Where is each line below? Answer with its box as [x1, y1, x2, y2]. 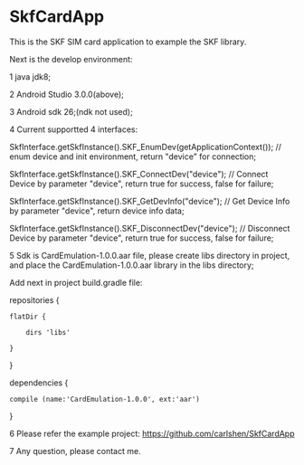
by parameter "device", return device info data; [9, 205, 185, 216]
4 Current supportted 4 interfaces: [9, 124, 138, 135]
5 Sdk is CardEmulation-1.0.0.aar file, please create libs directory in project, [9, 250, 290, 261]
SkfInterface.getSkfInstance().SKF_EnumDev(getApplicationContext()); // [9, 141, 282, 152]
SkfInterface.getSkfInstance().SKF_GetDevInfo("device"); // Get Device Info [9, 195, 290, 206]
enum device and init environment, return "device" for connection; [9, 151, 256, 162]
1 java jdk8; [9, 71, 52, 82]
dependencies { [9, 377, 69, 388]
